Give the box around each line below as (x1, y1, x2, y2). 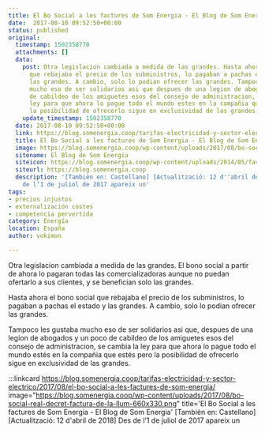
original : (8, 33, 41, 42)
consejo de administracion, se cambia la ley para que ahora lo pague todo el (8, 341, 256, 351)
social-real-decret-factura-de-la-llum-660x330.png (8, 398, 177, 408)
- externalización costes (8, 202, 93, 210)
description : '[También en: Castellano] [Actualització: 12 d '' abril (15, 173, 248, 182)
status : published (8, 26, 69, 34)
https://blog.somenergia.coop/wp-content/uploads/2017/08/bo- (35, 390, 244, 400)
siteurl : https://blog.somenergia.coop (15, 166, 147, 174)
